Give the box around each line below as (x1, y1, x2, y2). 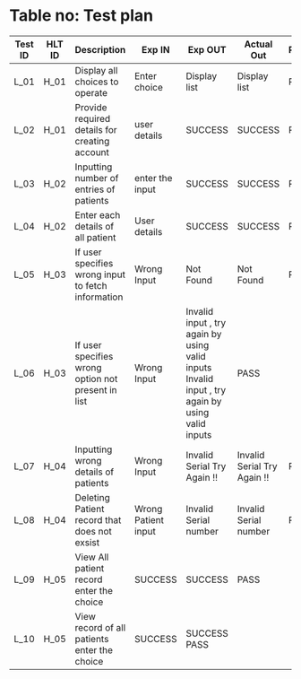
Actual (244, 38, 273, 50)
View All (74, 551, 109, 563)
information (74, 291, 124, 303)
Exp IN (142, 43, 170, 56)
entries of (74, 183, 116, 196)
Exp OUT (187, 43, 227, 56)
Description (74, 43, 126, 56)
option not (74, 372, 118, 385)
